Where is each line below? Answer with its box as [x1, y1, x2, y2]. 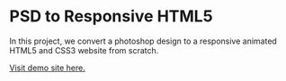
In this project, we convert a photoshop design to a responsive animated [9, 36, 277, 46]
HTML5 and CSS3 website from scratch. [9, 45, 159, 55]
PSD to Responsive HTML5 [9, 6, 213, 27]
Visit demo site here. [9, 62, 85, 73]
